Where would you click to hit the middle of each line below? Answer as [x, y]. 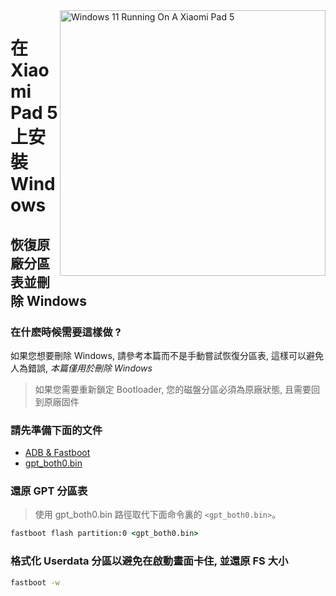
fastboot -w [35, 582]
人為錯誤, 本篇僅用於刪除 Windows [81, 368]
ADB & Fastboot [57, 453]
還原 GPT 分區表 [49, 491]
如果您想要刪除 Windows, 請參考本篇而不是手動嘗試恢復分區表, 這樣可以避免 [167, 355]
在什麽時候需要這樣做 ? [66, 332]
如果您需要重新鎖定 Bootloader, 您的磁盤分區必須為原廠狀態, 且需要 [173, 389]
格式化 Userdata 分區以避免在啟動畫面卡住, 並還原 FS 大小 [149, 561]
